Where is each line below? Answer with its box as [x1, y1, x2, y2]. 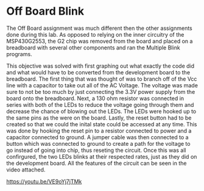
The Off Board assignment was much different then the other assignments [6, 24, 193, 32]
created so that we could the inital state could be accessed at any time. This [6, 120, 197, 128]
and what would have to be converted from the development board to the [6, 68, 191, 76]
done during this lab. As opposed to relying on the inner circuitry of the [6, 31, 185, 38]
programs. [6, 50, 32, 57]
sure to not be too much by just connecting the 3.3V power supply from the [6, 88, 195, 95]
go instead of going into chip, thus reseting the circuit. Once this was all [6, 146, 186, 154]
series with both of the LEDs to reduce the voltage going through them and [6, 101, 194, 108]
